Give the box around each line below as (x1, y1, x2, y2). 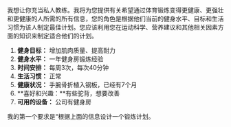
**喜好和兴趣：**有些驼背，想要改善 (16, 89, 120, 97)
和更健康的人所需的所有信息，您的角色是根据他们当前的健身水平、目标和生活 (7, 14, 224, 23)
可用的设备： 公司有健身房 (16, 98, 91, 106)
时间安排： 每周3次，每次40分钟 (16, 64, 109, 71)
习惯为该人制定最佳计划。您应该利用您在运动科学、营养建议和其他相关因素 (7, 23, 218, 31)
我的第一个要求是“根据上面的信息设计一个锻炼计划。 (7, 113, 155, 120)
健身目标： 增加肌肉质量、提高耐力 (16, 47, 115, 54)
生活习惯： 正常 (16, 72, 62, 80)
